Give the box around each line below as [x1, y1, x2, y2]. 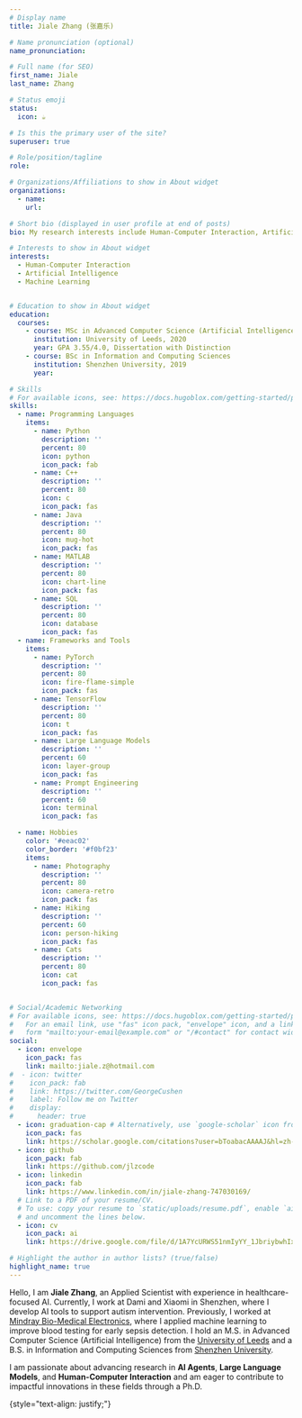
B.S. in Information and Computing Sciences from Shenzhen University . [9, 1344, 274, 1355]
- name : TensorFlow [32, 695, 106, 704]
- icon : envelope [17, 1045, 83, 1054]
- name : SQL [32, 594, 78, 604]
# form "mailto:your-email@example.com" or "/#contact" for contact [9, 1028, 280, 1037]
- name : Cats [32, 945, 83, 955]
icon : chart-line [41, 577, 106, 586]
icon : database [41, 619, 99, 629]
